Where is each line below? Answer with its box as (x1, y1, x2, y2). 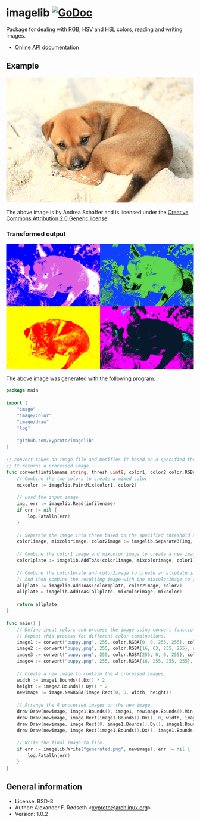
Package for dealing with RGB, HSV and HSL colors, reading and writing (6, 26, 183, 33)
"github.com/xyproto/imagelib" (17, 438, 95, 444)
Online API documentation (14, 44, 79, 51)
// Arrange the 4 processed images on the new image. (17, 702, 153, 709)
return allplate (17, 602, 58, 608)
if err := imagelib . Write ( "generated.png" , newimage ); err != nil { (17, 746, 190, 752)
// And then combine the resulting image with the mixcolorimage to (17, 576, 190, 582)
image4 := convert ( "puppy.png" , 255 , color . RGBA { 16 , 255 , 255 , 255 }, (17, 658, 193, 664)
